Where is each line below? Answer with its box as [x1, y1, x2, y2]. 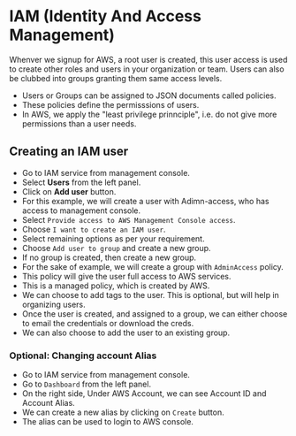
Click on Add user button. [21, 186, 117, 196]
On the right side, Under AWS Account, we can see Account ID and [21, 388, 267, 399]
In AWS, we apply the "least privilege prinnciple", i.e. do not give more [21, 109, 277, 119]
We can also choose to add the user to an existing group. [21, 327, 231, 338]
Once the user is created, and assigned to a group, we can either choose [21, 308, 288, 319]
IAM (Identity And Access [9, 6, 201, 27]
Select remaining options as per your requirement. [21, 233, 205, 244]
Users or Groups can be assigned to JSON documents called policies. [21, 90, 277, 101]
